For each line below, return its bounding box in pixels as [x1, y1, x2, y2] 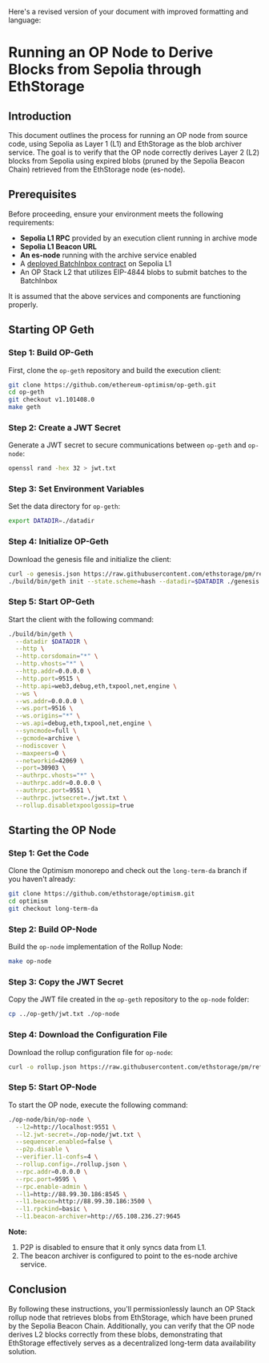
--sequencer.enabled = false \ [15, 1138, 113, 1146]
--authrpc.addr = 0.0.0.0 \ [15, 779, 102, 787]
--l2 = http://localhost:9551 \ [15, 1122, 116, 1131]
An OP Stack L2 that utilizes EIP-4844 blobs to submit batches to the [19, 267, 247, 277]
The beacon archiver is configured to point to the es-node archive [19, 1251, 238, 1261]
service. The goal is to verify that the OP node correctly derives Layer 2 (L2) [8, 148, 260, 157]
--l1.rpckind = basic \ [15, 1205, 88, 1213]
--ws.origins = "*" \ [15, 712, 81, 720]
